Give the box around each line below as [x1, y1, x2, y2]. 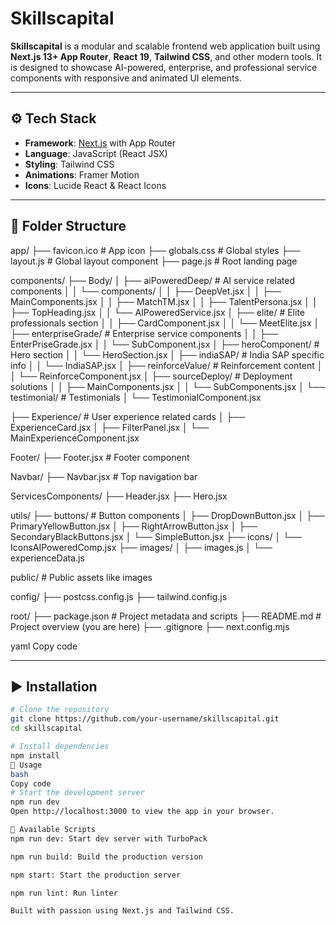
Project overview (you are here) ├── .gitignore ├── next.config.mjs [10, 620, 290, 632]
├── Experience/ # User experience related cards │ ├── [10, 410, 246, 422]
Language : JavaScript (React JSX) [24, 147, 168, 159]
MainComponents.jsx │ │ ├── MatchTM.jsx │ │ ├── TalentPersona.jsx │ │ [10, 295, 318, 307]
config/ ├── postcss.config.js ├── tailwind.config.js [10, 590, 228, 602]
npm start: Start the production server [10, 870, 182, 880]
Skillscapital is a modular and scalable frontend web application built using [10, 40, 321, 52]
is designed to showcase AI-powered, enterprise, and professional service [10, 61, 318, 73]
